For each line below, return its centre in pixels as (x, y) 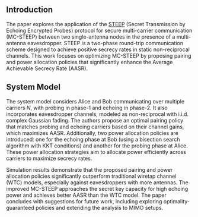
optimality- (176, 201)
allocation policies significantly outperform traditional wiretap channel (91, 176)
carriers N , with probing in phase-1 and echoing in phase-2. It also (87, 108)
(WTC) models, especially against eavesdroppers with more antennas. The (97, 182)
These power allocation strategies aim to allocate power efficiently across (96, 152)
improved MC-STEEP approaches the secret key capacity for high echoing (97, 188)
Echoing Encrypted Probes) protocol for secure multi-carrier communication (99, 30)
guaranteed (20, 207)
